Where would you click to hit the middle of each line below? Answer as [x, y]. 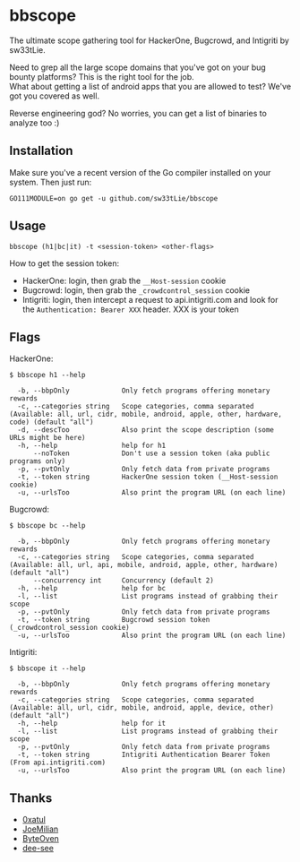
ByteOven [41, 839]
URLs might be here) [48, 438]
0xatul [34, 820]
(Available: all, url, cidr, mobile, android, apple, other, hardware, [146, 414]
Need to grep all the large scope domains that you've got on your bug [137, 67]
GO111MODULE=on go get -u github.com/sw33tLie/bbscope [114, 198]
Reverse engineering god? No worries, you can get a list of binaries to [138, 113]
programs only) [38, 461]
